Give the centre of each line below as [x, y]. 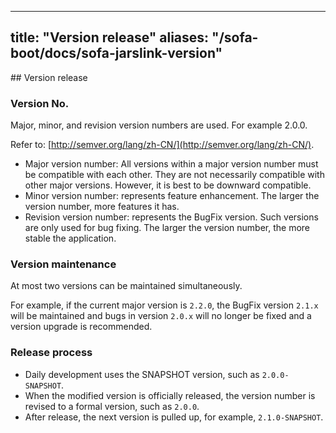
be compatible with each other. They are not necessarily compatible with [174, 175]
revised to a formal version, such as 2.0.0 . [112, 406]
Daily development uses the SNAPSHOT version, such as [142, 374]
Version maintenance [63, 264]
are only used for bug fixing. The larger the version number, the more [167, 228]
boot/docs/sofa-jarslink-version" [116, 53]
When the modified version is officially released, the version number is [170, 395]
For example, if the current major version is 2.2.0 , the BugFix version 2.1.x [164, 305]
